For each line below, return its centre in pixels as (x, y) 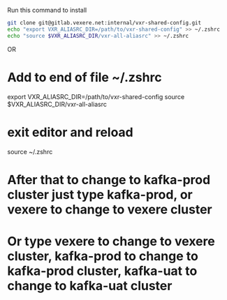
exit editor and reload (71, 132)
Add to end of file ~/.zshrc (85, 77)
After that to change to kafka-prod (109, 180)
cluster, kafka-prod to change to (103, 256)
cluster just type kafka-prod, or (100, 194)
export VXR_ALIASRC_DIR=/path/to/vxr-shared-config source (96, 96)
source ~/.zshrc (30, 151)
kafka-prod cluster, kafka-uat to (102, 271)
